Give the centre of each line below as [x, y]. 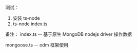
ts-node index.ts [30, 24]
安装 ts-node [26, 18]
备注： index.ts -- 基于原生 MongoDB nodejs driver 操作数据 [69, 34]
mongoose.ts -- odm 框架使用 [37, 45]
